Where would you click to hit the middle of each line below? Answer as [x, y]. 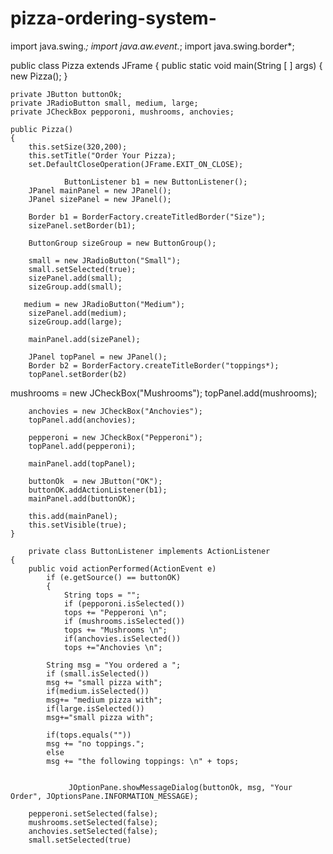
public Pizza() [42, 129]
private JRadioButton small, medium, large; [104, 103]
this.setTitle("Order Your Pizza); [102, 155]
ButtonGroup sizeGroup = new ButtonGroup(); [122, 243]
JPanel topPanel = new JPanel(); [98, 357]
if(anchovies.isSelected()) [122, 638]
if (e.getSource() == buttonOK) [114, 577]
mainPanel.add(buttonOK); [82, 498]
